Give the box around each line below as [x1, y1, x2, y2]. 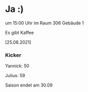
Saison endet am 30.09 [5, 82, 53, 88]
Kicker [5, 51, 21, 58]
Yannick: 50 [5, 63, 30, 69]
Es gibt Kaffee [5, 29, 34, 35]
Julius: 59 [5, 73, 25, 79]
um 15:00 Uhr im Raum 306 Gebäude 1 [5, 20, 84, 26]
